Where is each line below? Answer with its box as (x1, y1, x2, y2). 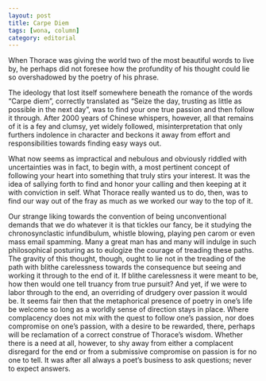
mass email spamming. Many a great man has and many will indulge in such (8, 237, 256, 247)
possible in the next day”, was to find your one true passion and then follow (8, 105, 255, 115)
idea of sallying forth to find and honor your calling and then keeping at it (8, 180, 247, 189)
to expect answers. (8, 364, 71, 374)
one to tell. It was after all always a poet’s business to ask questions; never (8, 356, 253, 365)
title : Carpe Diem (8, 19, 69, 27)
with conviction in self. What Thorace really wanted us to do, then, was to (8, 188, 249, 197)
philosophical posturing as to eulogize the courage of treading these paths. (8, 246, 254, 255)
